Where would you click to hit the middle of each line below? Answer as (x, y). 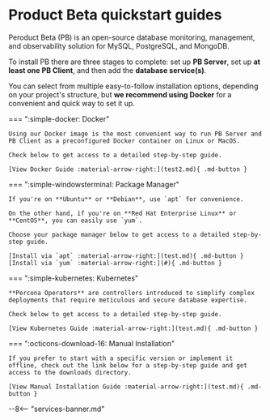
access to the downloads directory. (70, 372)
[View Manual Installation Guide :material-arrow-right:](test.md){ (126, 387)
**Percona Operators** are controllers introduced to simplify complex (131, 293)
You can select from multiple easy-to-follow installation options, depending (133, 86)
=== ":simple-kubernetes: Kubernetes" (74, 278)
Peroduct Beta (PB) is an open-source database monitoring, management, (132, 37)
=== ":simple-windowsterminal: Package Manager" (94, 184)
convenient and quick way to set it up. (72, 103)
